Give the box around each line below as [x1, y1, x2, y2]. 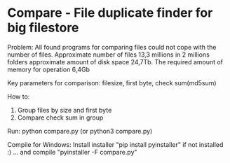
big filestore [7, 20, 79, 36]
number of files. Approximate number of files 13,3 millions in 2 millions [7, 50, 210, 59]
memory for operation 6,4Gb [7, 65, 90, 73]
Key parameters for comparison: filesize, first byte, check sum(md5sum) [7, 78, 217, 87]
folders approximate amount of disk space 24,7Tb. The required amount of [7, 57, 223, 66]
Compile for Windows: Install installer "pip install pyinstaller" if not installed [7, 140, 224, 148]
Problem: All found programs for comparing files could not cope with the [7, 43, 217, 51]
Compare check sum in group [17, 113, 104, 122]
